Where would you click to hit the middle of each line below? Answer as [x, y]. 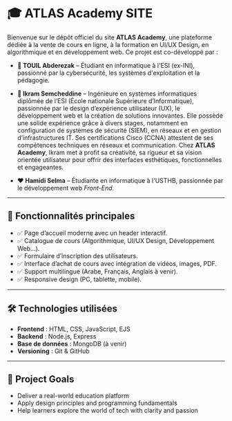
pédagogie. [33, 80]
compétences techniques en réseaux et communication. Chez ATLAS [116, 145]
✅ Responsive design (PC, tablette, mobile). [79, 279]
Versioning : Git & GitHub [53, 351]
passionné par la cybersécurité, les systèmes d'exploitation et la [108, 73]
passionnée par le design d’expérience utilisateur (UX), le [99, 108]
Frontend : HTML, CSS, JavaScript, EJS [74, 329]
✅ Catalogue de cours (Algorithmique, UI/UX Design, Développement [116, 240]
